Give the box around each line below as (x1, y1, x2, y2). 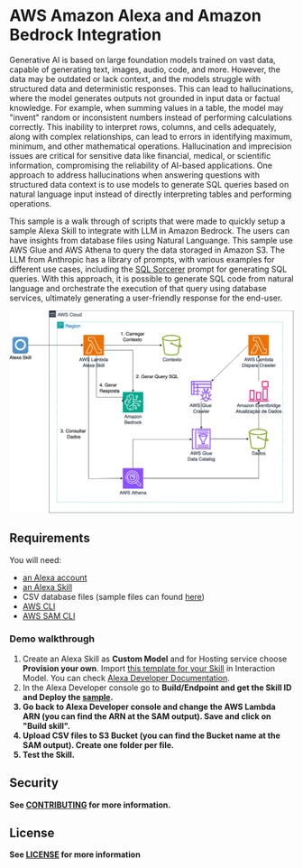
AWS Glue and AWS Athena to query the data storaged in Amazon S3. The (9, 245, 286, 255)
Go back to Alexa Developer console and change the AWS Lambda (22, 701, 277, 712)
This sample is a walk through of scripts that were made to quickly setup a (9, 216, 286, 226)
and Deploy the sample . (22, 691, 114, 702)
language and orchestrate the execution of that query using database (9, 282, 268, 293)
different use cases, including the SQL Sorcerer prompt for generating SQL (9, 263, 288, 274)
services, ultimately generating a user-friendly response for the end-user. (9, 292, 283, 303)
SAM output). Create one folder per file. (22, 739, 174, 750)
